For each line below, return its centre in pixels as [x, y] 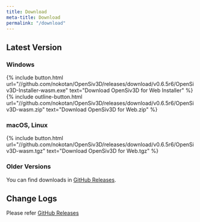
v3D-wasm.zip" [26, 109]
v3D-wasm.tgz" [26, 151]
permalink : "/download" [36, 23]
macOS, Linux [27, 125]
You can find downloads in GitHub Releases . [61, 180]
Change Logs [32, 199]
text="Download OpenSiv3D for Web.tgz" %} [102, 151]
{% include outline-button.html [44, 97]
